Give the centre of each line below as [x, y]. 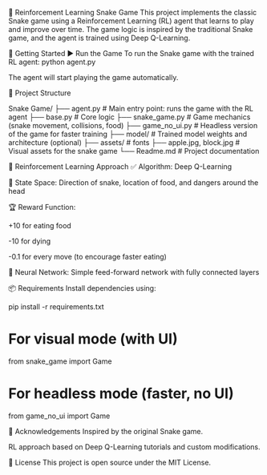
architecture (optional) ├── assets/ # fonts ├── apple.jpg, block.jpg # [124, 143]
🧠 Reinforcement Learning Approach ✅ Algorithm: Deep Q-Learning [120, 167]
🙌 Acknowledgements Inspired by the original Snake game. [105, 431]
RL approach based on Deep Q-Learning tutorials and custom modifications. [134, 447]
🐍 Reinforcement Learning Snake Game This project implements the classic [133, 12]
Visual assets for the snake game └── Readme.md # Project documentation [134, 151]
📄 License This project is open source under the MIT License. [109, 462]
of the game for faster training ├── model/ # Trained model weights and [128, 134]
